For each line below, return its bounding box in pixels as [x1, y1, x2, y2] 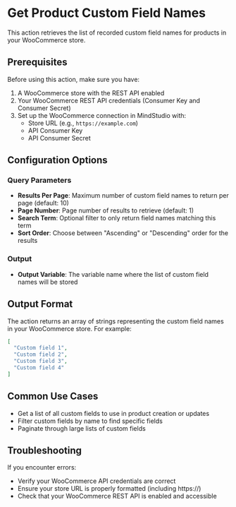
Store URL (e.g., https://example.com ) [27, 119, 139, 127]
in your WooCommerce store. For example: [7, 324, 132, 333]
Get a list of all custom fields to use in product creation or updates [17, 409, 210, 417]
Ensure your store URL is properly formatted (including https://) [17, 484, 201, 493]
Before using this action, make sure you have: [7, 75, 139, 83]
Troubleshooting [7, 445, 82, 456]
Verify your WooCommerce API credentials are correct [17, 477, 176, 485]
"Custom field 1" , [13, 345, 68, 352]
